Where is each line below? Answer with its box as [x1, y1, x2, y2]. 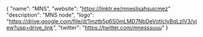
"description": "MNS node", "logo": [6, 11, 94, 18]
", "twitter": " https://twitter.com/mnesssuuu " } [52, 24, 169, 31]
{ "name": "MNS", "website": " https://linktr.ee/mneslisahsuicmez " [6, 5, 171, 12]
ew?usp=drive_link [6, 24, 54, 31]
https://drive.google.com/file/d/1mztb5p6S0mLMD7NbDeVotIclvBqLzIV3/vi [9, 18, 197, 24]
